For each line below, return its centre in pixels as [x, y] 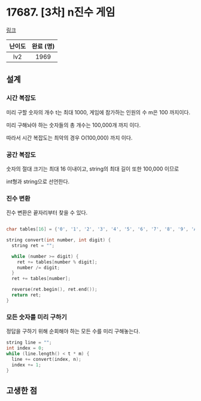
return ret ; [27, 295]
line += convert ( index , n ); [47, 359]
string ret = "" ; [33, 245]
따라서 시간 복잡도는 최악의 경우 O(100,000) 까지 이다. [69, 138]
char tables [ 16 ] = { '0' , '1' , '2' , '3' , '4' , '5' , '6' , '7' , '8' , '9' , [98, 229]
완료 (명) [43, 46]
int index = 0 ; [25, 348]
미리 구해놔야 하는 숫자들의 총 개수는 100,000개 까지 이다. [74, 125]
